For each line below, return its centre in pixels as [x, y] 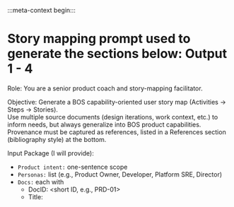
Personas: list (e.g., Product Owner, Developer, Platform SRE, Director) [120, 174]
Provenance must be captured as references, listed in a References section [117, 132]
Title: [36, 196]
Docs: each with [41, 182]
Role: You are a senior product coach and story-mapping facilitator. [105, 88]
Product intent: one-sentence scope [72, 167]
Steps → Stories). [33, 110]
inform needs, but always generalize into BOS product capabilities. [104, 124]
